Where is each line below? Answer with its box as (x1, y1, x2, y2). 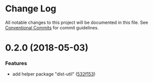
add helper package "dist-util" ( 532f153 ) (12, 71, 96, 77)
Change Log (5, 3, 56, 14)
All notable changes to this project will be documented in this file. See (5, 19, 149, 25)
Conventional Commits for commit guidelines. (5, 24, 99, 30)
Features (5, 60, 27, 67)
